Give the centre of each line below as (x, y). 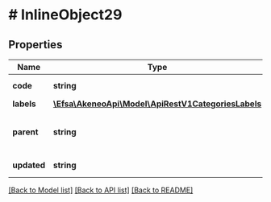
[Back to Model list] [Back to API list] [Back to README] (101, 190)
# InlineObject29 (65, 15)
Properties (35, 45)
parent (25, 132)
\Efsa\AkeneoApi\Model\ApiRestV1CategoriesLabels (157, 104)
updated (29, 165)
